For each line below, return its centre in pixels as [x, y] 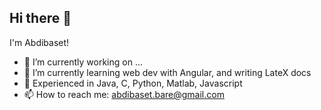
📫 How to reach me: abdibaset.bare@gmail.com [124, 94]
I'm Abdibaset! [39, 42]
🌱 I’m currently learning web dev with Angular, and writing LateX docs [167, 72]
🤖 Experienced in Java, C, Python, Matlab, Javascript [133, 83]
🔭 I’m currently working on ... [83, 62]
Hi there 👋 [40, 18]
